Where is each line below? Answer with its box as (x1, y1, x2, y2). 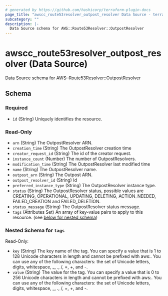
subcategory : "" (5, 17, 39, 22)
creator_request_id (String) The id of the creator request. (12, 151, 131, 157)
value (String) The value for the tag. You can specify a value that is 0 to (12, 269, 159, 275)
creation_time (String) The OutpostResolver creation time (12, 145, 131, 151)
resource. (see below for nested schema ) (12, 214, 98, 221)
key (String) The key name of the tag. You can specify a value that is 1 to (12, 248, 161, 254)
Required (5, 104, 28, 111)
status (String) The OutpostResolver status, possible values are (12, 188, 144, 194)
